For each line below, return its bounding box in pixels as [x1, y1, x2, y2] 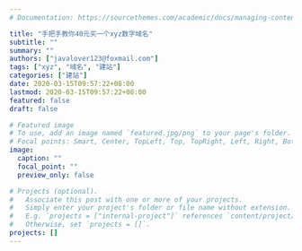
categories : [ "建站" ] [9, 71, 88, 81]
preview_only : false [17, 170, 94, 179]
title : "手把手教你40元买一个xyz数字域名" [9, 29, 153, 39]
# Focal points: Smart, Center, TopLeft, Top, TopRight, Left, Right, [9, 137, 280, 146]
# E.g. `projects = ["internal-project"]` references [9, 212, 223, 221]
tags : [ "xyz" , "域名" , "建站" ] [9, 63, 121, 72]
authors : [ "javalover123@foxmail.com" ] [9, 55, 159, 64]
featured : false [9, 96, 70, 105]
